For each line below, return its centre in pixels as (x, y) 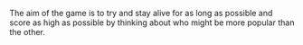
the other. (27, 32)
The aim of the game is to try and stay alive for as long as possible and (141, 13)
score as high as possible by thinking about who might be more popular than (152, 22)
